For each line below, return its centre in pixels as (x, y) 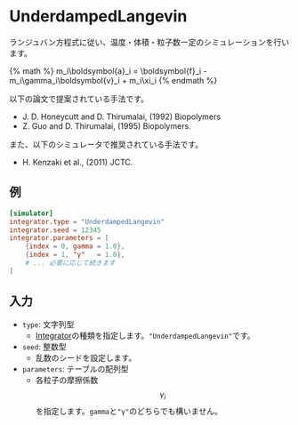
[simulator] (31, 213)
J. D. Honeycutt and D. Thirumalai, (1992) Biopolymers (121, 116)
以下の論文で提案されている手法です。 (79, 99)
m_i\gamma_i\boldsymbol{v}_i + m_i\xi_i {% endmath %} (113, 80)
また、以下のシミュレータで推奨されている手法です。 (106, 144)
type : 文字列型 (48, 324)
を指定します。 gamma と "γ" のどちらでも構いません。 (129, 412)
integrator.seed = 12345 (55, 230)
